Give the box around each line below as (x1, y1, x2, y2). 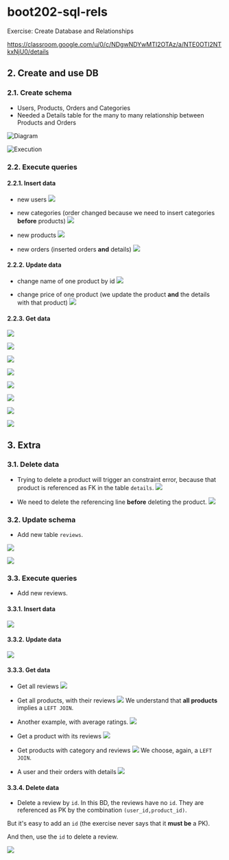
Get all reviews (16, 682, 60, 691)
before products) (16, 217, 67, 225)
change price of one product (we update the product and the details (16, 290, 210, 298)
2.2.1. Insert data (7, 179, 56, 188)
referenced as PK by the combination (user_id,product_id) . (16, 806, 187, 815)
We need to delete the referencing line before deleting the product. (16, 498, 207, 506)
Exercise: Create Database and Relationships (7, 27, 134, 35)
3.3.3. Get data (7, 666, 51, 674)
